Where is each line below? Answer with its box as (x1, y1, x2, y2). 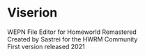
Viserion (7, 5, 58, 21)
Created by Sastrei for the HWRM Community (7, 35, 138, 43)
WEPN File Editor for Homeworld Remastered (7, 28, 137, 36)
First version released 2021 (7, 42, 85, 50)
